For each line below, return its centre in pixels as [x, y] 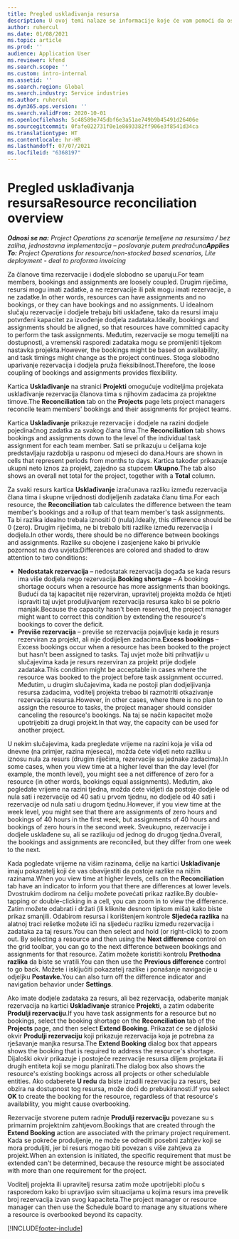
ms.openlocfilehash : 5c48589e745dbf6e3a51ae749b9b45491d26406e [103, 119]
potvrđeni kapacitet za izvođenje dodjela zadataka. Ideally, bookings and [113, 319]
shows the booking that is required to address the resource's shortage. [111, 1051]
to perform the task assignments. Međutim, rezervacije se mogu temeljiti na [118, 334]
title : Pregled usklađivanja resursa [63, 14]
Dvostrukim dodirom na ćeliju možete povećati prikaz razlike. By [100, 893]
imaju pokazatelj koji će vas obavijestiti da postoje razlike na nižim [104, 871]
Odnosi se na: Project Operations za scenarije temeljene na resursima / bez [119, 238]
